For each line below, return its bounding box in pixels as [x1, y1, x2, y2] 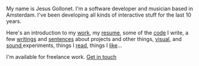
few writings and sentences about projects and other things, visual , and [6, 36, 182, 42]
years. [6, 18, 22, 24]
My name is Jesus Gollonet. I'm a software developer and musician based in [6, 5, 194, 12]
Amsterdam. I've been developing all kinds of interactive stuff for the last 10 [6, 11, 192, 18]
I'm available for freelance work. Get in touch [6, 54, 117, 60]
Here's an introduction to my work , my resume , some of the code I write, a [6, 29, 189, 36]
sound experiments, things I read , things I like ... [6, 42, 122, 49]
